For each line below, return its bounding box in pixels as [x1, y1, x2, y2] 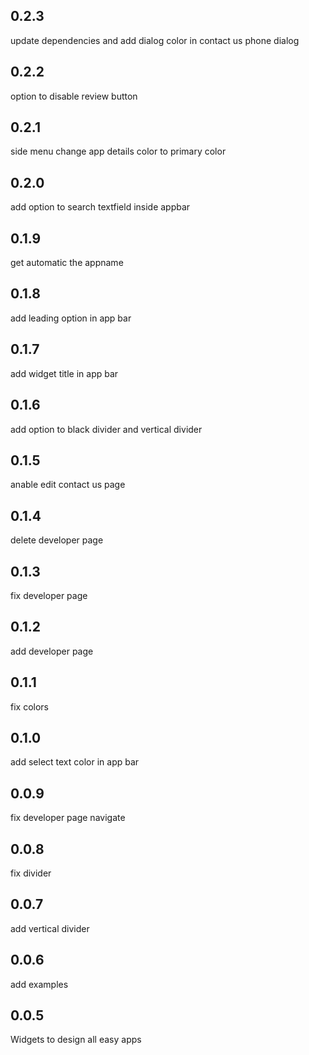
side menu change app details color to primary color [10, 145, 227, 158]
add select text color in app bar [10, 756, 140, 768]
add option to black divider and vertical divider [10, 423, 203, 435]
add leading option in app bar [10, 312, 132, 324]
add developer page [10, 645, 94, 657]
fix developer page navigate [10, 812, 126, 824]
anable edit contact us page [10, 479, 126, 491]
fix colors [10, 700, 49, 713]
